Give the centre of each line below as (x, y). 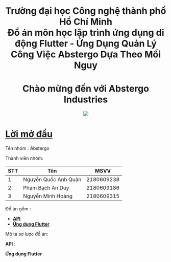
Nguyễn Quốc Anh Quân (52, 180)
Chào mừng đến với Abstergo (86, 89)
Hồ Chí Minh (86, 22)
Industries (86, 100)
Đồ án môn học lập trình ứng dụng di (86, 33)
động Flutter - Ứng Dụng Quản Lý (86, 44)
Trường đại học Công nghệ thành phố (86, 11)
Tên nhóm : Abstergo (27, 148)
